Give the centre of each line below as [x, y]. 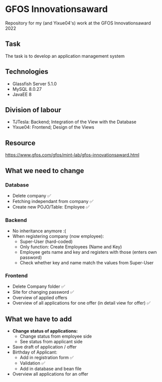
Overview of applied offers [40, 298]
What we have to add [39, 319]
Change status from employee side [56, 336]
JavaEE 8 [22, 94]
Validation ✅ [33, 363]
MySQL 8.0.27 [27, 89]
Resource [20, 143]
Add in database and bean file [51, 369]
